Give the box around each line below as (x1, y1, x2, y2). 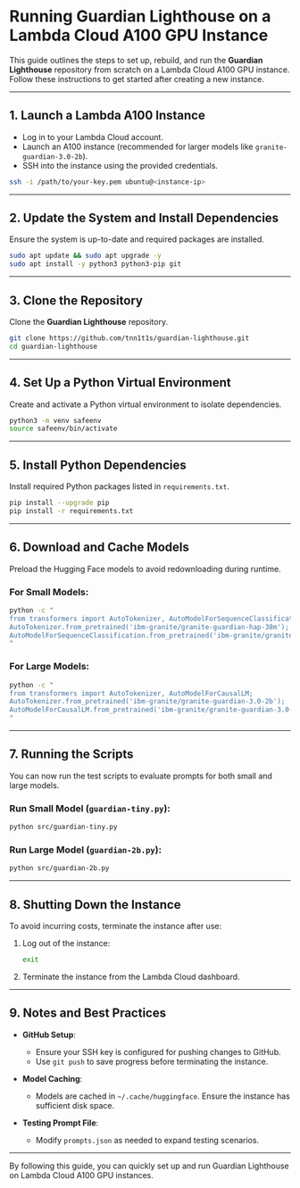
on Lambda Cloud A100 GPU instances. (9, 1169, 154, 1180)
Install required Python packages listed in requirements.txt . (9, 481, 229, 492)
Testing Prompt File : (21, 1117, 99, 1128)
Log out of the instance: (21, 938, 111, 948)
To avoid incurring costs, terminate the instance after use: (9, 921, 221, 931)
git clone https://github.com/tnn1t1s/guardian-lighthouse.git (9, 334, 250, 343)
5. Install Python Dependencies (9, 457, 187, 472)
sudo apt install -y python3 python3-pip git (9, 260, 181, 269)
